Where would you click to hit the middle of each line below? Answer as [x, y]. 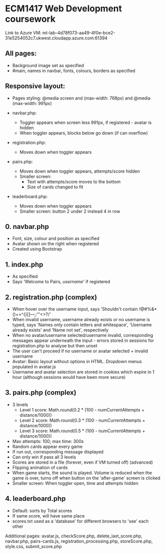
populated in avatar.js [34, 367]
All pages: [21, 54]
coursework [30, 19]
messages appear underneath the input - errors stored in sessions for [83, 340]
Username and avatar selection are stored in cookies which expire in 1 [83, 372]
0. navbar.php [27, 227]
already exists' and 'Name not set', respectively [60, 330]
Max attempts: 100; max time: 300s [48, 441]
